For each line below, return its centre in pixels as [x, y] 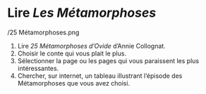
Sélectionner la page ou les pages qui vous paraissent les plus [108, 60]
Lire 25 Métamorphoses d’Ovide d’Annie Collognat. [91, 46]
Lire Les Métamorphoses [82, 13]
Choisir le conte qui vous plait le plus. [72, 53]
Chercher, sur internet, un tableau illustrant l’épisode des [100, 76]
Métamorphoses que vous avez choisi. [74, 83]
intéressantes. [38, 68]
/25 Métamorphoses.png [43, 32]
